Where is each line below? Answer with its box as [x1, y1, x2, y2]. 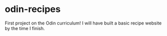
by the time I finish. [5, 25, 45, 31]
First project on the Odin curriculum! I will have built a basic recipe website [5, 20, 162, 26]
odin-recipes [5, 3, 61, 15]
